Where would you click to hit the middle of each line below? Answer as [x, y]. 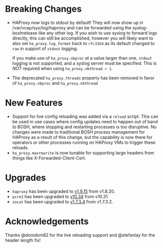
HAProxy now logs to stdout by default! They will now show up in [78, 23]
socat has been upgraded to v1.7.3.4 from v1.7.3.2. [63, 202]
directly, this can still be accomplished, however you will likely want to [82, 38]
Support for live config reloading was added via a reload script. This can [85, 116]
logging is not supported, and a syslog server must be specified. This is [84, 63]
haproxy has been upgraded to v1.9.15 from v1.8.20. [64, 191]
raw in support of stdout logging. [45, 48]
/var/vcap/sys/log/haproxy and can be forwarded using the [72, 27]
